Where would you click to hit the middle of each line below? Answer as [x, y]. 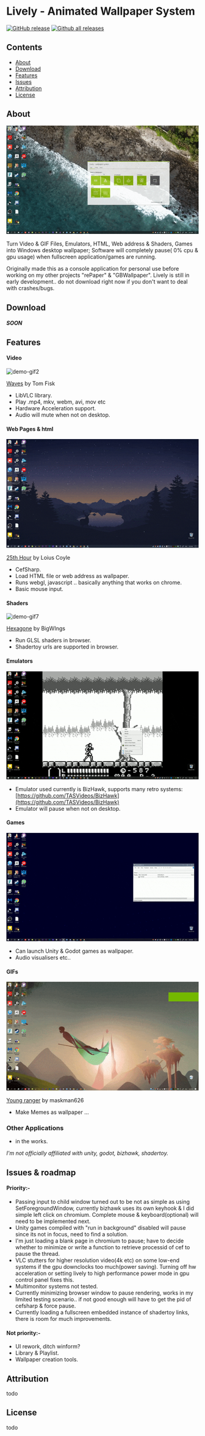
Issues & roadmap [41, 1172]
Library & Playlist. [37, 1353]
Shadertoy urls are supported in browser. [67, 647]
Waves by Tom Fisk [31, 383]
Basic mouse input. [39, 589]
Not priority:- [23, 1333]
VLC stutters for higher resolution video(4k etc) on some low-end [97, 1260]
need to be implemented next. [53, 1221]
